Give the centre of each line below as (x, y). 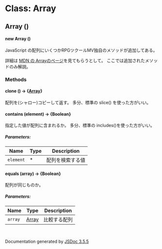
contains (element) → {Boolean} (38, 114)
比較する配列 (58, 220)
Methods (16, 79)
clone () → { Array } (24, 91)
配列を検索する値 (66, 160)
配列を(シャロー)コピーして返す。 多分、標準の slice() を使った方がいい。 (78, 102)
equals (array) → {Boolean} (33, 174)
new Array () (18, 39)
